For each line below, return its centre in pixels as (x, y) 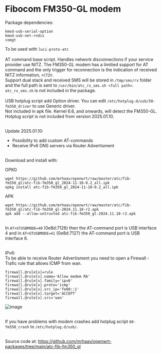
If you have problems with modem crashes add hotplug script (67, 321)
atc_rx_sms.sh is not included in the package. (51, 90)
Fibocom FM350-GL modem (63, 9)
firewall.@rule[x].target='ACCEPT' (41, 294)
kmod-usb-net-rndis (25, 36)
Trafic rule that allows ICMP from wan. (43, 263)
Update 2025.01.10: (24, 131)
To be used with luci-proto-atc (37, 49)
